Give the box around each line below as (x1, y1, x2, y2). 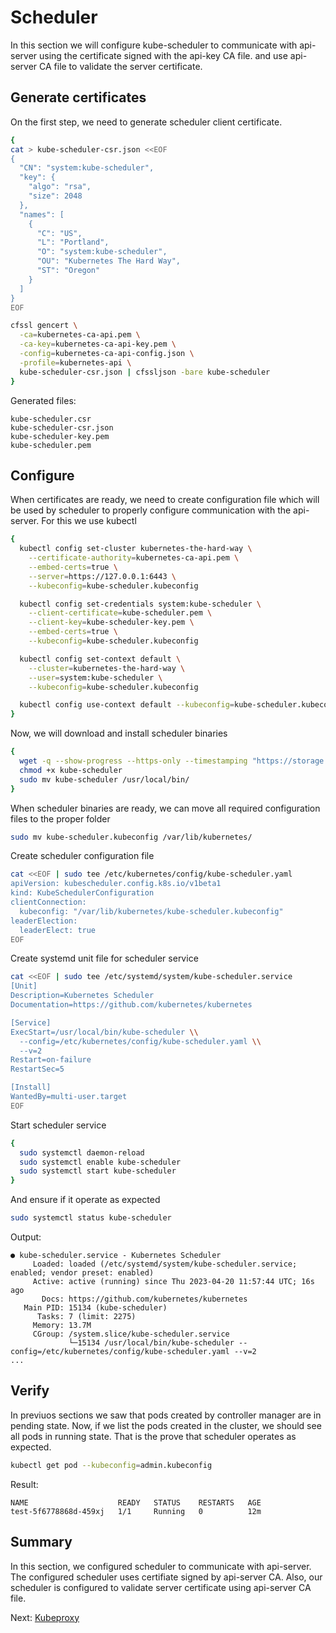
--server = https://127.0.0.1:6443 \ (28, 571, 177, 581)
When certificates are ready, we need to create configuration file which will (10, 494, 320, 506)
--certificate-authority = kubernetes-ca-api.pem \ (28, 553, 240, 563)
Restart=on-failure (10, 1055, 92, 1065)
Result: (10, 1478, 39, 1490)
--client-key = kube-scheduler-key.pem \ (28, 617, 195, 628)
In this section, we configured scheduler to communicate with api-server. (10, 1560, 312, 1572)
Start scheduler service (10, 1119, 107, 1131)
